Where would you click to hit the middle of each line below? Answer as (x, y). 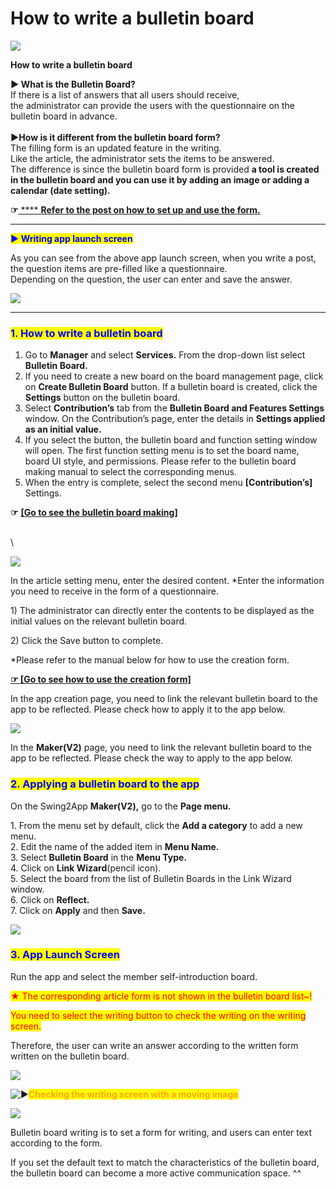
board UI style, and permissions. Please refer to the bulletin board (160, 461)
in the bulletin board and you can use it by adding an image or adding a (160, 179)
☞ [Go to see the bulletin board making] (94, 513)
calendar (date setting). (60, 190)
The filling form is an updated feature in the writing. (116, 148)
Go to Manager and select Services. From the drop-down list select (165, 355)
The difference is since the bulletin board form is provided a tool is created (165, 169)
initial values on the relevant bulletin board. (99, 621)
